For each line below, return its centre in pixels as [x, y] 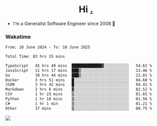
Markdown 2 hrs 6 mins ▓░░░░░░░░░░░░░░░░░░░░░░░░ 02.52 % [79, 90]
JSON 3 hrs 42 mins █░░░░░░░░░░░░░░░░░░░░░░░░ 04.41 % [79, 85]
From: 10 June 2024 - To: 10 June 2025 [48, 47]
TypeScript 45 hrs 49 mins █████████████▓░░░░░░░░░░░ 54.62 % [79, 66]
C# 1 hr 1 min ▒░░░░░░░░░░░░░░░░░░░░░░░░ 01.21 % [79, 104]
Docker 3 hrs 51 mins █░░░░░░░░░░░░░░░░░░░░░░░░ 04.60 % [79, 80]
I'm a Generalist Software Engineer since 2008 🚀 [64, 23]
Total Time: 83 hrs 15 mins [35, 57]
